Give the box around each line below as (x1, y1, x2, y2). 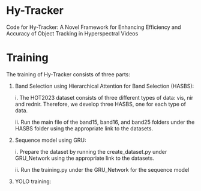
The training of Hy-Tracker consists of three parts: (6, 70, 130, 78)
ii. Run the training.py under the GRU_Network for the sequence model (14, 166, 190, 173)
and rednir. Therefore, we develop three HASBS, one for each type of (14, 100, 186, 108)
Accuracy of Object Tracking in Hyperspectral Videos (6, 29, 139, 37)
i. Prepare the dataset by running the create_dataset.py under (14, 148, 167, 155)
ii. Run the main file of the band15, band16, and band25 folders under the (14, 118, 195, 126)
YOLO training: (14, 178, 52, 185)
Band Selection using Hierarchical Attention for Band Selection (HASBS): (14, 82, 194, 89)
